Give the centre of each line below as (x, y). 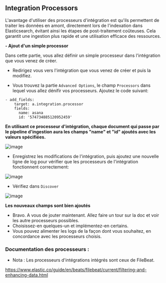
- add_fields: (20, 100)
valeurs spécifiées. (25, 137)
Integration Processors (42, 8)
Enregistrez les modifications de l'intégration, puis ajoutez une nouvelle (86, 156)
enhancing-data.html (27, 275)
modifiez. (22, 75)
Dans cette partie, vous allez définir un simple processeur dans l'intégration (83, 55)
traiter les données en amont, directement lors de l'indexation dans (74, 25)
